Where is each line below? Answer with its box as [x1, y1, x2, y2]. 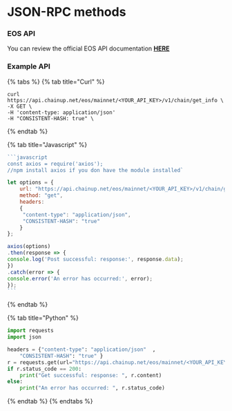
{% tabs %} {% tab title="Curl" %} [7, 77, 105, 86]
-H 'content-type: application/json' [7, 108, 116, 116]
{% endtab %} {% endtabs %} [7, 397, 93, 405]
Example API [7, 61, 50, 71]
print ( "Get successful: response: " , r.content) [19, 372, 162, 379]
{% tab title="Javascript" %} [7, 140, 88, 149]
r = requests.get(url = [7, 359, 72, 366]
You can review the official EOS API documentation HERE [7, 44, 170, 52]
